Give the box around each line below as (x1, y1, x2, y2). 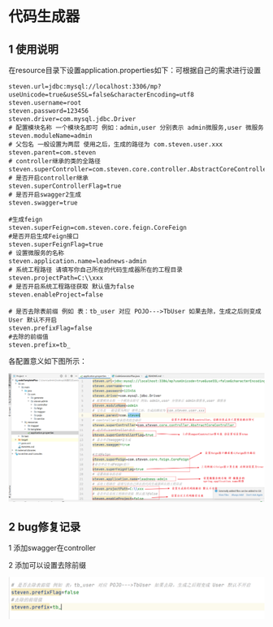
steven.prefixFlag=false (8, 324, 93, 332)
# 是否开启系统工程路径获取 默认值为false (8, 283, 135, 291)
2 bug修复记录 (8, 520, 81, 534)
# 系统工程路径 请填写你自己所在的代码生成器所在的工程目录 (8, 266, 183, 274)
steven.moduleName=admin (8, 132, 93, 140)
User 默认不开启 (8, 316, 58, 324)
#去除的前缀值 (8, 333, 49, 341)
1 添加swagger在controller (8, 543, 96, 553)
